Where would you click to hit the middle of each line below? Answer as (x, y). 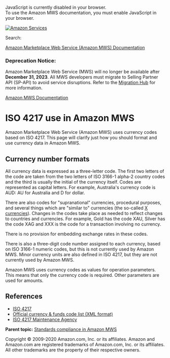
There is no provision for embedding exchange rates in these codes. (77, 234)
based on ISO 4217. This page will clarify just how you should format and (81, 138)
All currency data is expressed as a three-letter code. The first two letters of (85, 171)
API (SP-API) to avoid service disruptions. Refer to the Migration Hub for (80, 83)
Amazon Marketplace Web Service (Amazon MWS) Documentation (75, 47)
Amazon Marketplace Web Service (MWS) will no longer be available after (82, 72)
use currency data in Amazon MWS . (43, 143)
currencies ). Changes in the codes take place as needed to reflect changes (84, 213)
